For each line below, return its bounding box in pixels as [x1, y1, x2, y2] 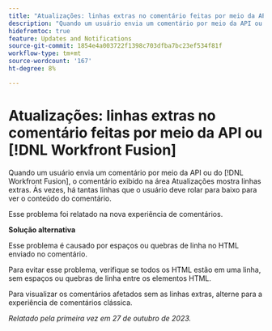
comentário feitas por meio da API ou [8, 123, 263, 142]
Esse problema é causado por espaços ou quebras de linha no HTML [8, 240, 240, 250]
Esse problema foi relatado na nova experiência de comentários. [8, 209, 223, 219]
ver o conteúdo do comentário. [8, 193, 112, 203]
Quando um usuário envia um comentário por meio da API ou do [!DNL [8, 168, 244, 177]
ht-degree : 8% [8, 65, 57, 73]
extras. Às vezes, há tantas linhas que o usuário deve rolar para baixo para [8, 185, 257, 194]
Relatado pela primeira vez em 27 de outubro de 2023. [8, 313, 192, 323]
